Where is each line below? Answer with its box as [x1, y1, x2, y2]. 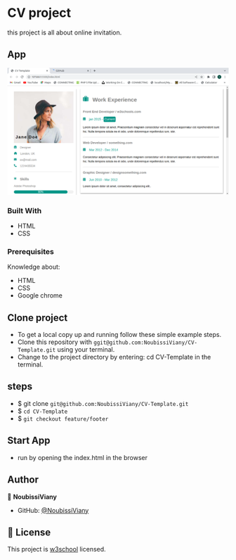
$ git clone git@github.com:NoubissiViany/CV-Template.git [17, 399, 189, 407]
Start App [7, 435, 51, 447]
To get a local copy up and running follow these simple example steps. [17, 331, 222, 339]
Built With [7, 205, 42, 215]
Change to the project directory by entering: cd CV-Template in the [17, 353, 211, 362]
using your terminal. [57, 345, 115, 354]
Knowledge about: [7, 262, 60, 272]
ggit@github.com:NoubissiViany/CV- [93, 339, 198, 346]
